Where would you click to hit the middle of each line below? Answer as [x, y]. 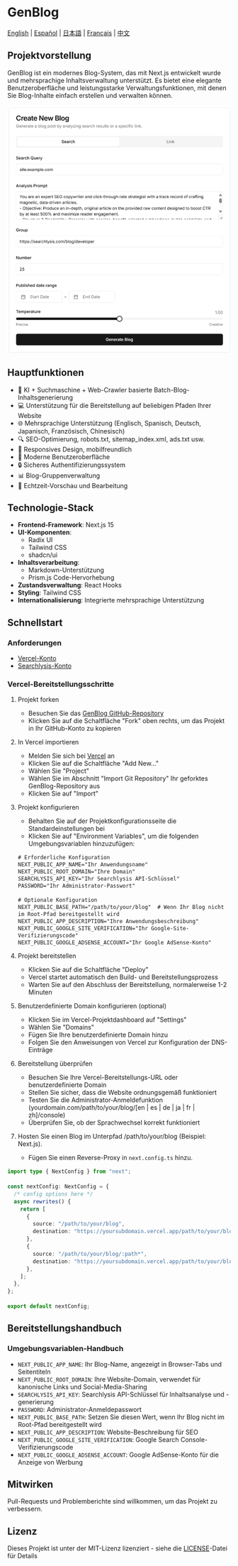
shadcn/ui [43, 555]
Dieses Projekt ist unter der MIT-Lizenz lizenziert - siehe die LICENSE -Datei [118, 1548]
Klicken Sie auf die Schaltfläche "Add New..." [93, 763]
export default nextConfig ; [49, 1306]
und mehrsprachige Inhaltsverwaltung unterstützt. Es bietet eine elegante [114, 80]
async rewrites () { [42, 1201]
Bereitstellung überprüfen [55, 1064]
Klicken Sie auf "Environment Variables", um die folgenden [113, 836]
